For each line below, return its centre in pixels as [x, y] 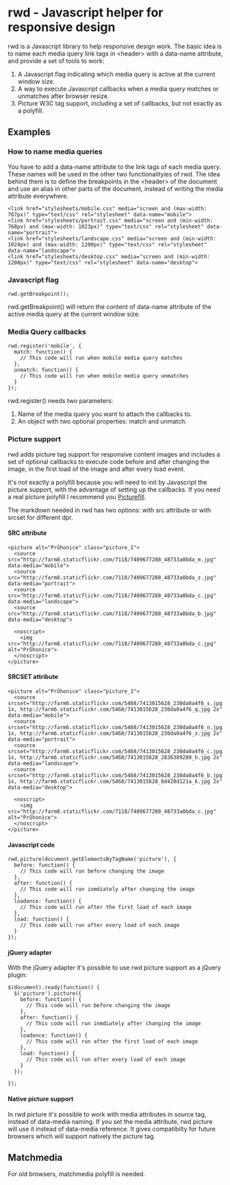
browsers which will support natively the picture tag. [82, 1136]
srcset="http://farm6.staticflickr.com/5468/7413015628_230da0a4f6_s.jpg [115, 703]
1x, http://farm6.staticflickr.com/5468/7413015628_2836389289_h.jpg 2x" [115, 757]
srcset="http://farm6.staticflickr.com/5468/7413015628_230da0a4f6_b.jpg [115, 775]
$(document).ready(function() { [54, 988]
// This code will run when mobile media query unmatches [104, 376]
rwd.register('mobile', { [44, 346]
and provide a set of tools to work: [56, 60]
